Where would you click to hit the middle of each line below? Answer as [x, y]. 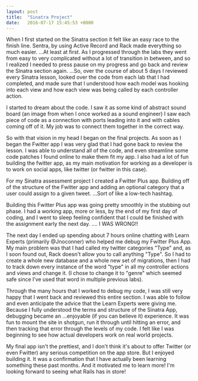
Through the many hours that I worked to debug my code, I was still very [95, 291]
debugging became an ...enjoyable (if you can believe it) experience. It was [98, 316]
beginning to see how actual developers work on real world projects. [90, 335]
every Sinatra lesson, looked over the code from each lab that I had [88, 77]
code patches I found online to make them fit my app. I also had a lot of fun [98, 157]
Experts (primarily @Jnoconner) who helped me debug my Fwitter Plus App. [99, 242]
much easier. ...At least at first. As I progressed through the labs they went [97, 52]
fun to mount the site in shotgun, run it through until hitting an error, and [93, 322]
